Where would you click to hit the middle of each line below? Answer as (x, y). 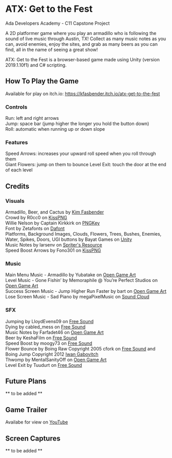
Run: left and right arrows (32, 118)
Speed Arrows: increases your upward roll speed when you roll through (81, 154)
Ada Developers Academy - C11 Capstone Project (58, 23)
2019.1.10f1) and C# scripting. (36, 65)
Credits (17, 186)
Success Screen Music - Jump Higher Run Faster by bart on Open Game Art (86, 291)
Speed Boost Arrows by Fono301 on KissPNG (53, 251)
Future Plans (26, 381)
